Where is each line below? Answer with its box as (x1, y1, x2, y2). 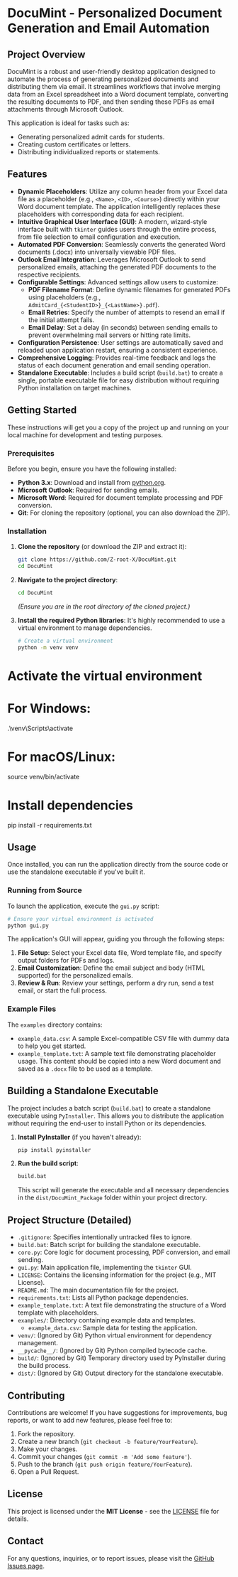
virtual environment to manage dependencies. (17, 624, 152, 632)
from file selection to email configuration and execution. (17, 232, 181, 241)
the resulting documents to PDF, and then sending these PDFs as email (7, 97, 215, 106)
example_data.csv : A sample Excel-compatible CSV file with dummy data (17, 1034, 229, 1042)
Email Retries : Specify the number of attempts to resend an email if (28, 308, 225, 316)
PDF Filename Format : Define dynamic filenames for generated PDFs (28, 285, 231, 294)
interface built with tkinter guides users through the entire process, (17, 225, 217, 233)
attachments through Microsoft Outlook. (7, 105, 124, 113)
